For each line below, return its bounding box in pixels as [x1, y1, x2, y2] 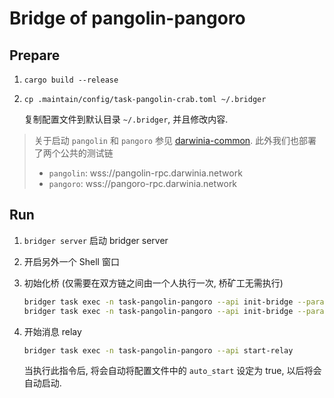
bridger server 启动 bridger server [23, 234, 169, 246]
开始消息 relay [23, 325, 82, 337]
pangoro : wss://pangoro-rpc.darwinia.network [48, 178, 238, 189]
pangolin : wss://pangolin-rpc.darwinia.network [48, 167, 243, 179]
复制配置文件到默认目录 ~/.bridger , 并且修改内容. [23, 113, 229, 125]
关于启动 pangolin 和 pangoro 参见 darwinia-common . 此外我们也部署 [33, 135, 317, 146]
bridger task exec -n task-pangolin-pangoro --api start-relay [23, 345, 294, 356]
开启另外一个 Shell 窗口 [23, 255, 120, 267]
